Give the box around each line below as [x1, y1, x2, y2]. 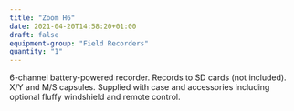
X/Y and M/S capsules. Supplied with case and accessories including [9, 82, 270, 93]
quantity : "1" [9, 47, 64, 56]
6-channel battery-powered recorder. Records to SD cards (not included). [9, 72, 287, 83]
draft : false [9, 30, 59, 39]
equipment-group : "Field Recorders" [9, 38, 149, 48]
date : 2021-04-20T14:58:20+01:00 [9, 22, 137, 31]
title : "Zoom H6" [9, 13, 76, 23]
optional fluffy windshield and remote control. [9, 92, 181, 103]
